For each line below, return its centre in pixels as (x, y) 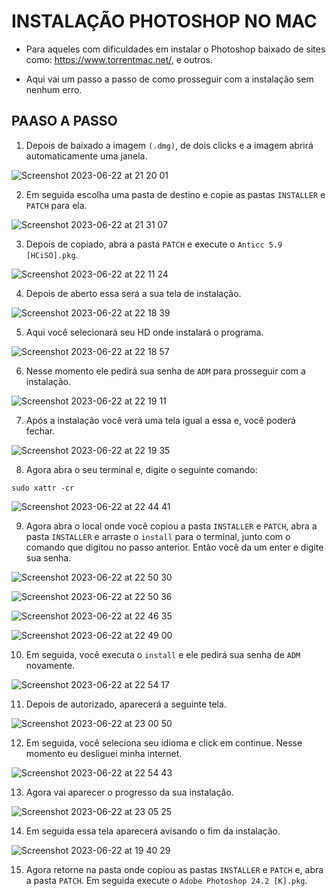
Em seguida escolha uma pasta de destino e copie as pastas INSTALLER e (175, 194)
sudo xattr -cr (43, 488)
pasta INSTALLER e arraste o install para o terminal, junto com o (158, 536)
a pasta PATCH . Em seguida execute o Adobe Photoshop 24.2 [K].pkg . (166, 880)
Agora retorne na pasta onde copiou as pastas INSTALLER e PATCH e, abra (174, 869)
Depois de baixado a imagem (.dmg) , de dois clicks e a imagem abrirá (169, 145)
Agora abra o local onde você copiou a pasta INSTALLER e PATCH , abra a (171, 526)
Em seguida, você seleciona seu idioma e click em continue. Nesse (164, 742)
